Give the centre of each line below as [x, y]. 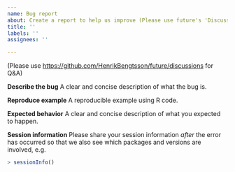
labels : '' [23, 33]
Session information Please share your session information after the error [114, 135]
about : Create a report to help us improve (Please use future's [104, 20]
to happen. [23, 121]
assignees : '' [28, 40]
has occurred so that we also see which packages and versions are [104, 142]
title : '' [22, 27]
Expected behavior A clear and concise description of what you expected [114, 114]
